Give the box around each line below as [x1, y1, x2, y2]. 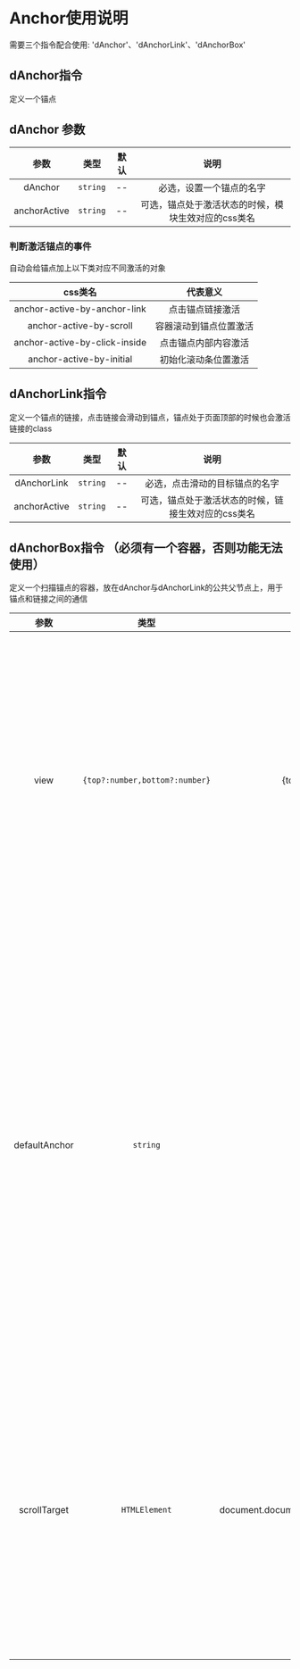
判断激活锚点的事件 [9, 240, 92, 253]
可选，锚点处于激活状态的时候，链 [140, 494, 284, 506]
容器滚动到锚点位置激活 [154, 320, 254, 332]
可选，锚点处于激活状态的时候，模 [140, 198, 284, 211]
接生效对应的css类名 [169, 507, 256, 519]
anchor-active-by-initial [28, 353, 133, 365]
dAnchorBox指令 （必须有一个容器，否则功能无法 [9, 541, 283, 556]
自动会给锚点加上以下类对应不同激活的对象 [9, 262, 166, 273]
